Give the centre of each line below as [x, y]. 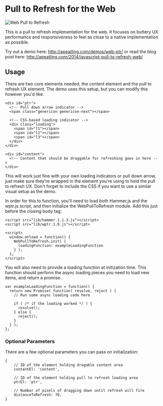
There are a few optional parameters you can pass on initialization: [72, 352]
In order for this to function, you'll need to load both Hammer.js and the [76, 201]
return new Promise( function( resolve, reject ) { [63, 291]
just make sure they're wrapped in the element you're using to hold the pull [80, 181]
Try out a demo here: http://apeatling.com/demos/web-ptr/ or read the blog [81, 52]
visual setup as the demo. [31, 191]
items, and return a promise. [33, 278]
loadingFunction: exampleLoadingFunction [61, 246]
